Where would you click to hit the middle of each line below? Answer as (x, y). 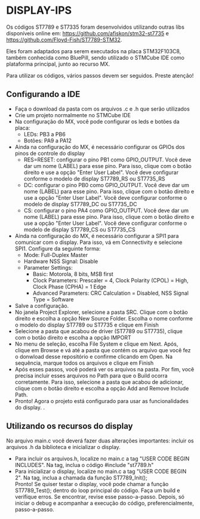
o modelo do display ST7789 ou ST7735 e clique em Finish (87, 325)
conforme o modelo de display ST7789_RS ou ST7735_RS (94, 178)
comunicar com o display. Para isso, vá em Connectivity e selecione (99, 242)
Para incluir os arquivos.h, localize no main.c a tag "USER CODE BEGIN (102, 459)
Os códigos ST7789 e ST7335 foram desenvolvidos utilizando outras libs (96, 27)
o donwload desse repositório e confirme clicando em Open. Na (94, 356)
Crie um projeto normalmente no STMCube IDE (73, 115)
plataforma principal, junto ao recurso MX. (58, 64)
